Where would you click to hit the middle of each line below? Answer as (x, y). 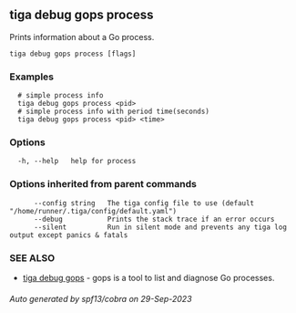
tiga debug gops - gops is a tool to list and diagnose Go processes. (148, 278)
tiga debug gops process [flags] (73, 54)
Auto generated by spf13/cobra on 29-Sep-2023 (101, 298)
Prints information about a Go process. (82, 37)
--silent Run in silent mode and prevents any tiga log (160, 227)
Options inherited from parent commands (103, 184)
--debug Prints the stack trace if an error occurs (154, 219)
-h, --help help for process (77, 162)
